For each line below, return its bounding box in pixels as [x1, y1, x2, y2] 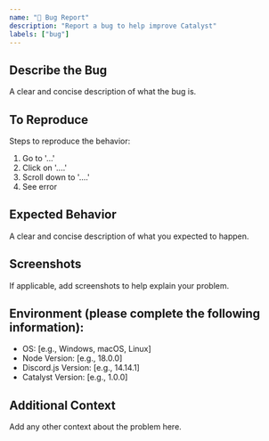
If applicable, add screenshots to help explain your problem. [9, 280, 230, 290]
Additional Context [9, 397, 116, 412]
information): [9, 320, 85, 335]
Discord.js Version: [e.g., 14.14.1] [21, 363, 140, 373]
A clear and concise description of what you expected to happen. [9, 231, 249, 241]
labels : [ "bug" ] [9, 29, 69, 38]
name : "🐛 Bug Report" [9, 12, 90, 22]
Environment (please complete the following [9, 306, 261, 322]
